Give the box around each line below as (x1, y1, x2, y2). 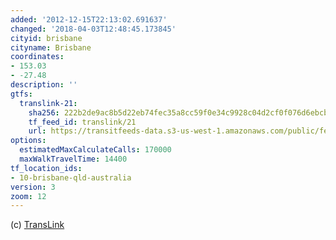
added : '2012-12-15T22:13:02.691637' (10, 14, 168, 25)
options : (10, 136, 47, 146)
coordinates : (10, 52, 65, 62)
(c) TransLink (10, 219, 65, 231)
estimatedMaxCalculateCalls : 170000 (19, 145, 172, 155)
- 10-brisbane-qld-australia (10, 172, 132, 183)
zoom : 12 (10, 191, 47, 201)
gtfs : (10, 89, 33, 99)
